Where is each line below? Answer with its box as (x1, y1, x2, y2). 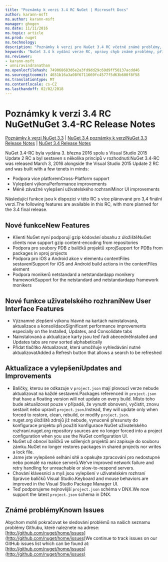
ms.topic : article (5, 30, 43, 35)
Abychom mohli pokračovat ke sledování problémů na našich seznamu (5, 519, 151, 525)
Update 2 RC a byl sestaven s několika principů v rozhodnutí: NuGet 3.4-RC (5, 155, 160, 161)
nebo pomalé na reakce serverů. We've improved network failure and (12, 459, 154, 465)
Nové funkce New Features (5, 221, 90, 229)
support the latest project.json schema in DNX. (12, 491, 111, 497)
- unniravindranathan (5, 63, 50, 68)
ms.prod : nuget (5, 35, 37, 40)
